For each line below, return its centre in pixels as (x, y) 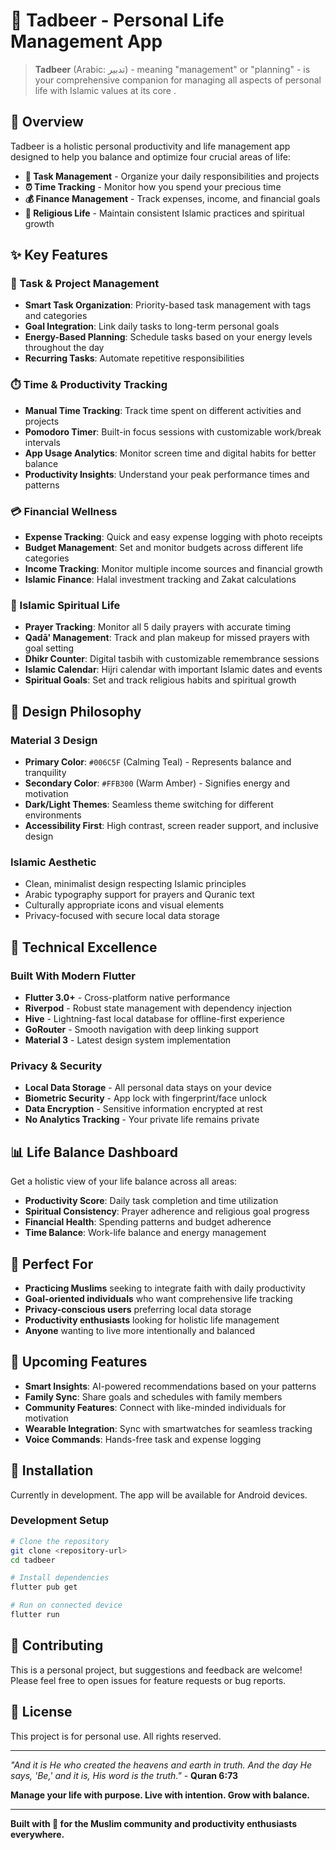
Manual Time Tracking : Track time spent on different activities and (163, 410)
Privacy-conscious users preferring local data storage (138, 1309)
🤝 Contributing (57, 1645)
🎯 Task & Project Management (85, 284)
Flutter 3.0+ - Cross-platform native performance (127, 997)
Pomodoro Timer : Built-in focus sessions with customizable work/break (173, 431)
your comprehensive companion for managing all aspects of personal (178, 80)
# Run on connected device (66, 1605)
